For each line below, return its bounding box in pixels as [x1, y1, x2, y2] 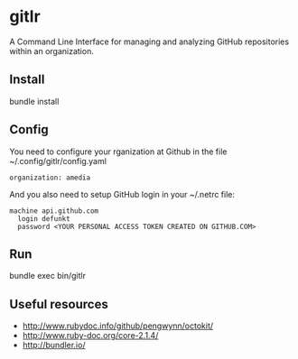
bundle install [9, 96, 60, 106]
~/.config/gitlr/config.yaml [9, 155, 107, 166]
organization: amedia [9, 173, 91, 182]
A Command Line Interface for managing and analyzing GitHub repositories [9, 36, 290, 47]
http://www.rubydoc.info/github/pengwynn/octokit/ [22, 320, 214, 331]
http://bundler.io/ [22, 340, 86, 351]
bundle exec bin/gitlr [9, 271, 86, 281]
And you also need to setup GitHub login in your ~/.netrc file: [9, 189, 236, 199]
